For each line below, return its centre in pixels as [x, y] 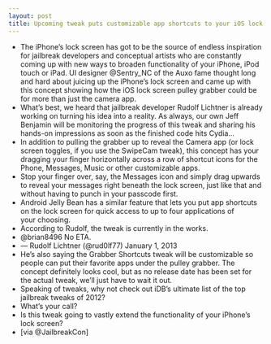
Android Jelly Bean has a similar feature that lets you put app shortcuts [139, 202]
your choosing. [45, 220]
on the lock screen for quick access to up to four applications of [127, 211]
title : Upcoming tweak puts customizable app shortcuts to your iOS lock [136, 24]
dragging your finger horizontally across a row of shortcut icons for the [139, 159]
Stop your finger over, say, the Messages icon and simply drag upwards [140, 176]
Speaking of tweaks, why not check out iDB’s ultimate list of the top [133, 289]
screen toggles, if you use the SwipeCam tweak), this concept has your [140, 150]
